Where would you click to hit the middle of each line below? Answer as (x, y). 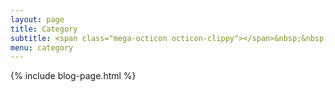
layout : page (37, 19)
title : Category (44, 29)
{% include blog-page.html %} (73, 76)
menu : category (42, 47)
